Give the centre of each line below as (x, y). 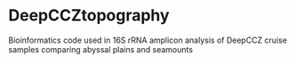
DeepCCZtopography (89, 16)
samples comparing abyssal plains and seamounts (100, 49)
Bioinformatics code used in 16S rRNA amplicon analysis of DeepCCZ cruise (148, 40)
